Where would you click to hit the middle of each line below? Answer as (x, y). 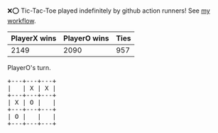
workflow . (22, 21)
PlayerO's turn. (29, 68)
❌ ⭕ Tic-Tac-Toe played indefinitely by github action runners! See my (109, 11)
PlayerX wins (34, 38)
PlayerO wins (86, 38)
